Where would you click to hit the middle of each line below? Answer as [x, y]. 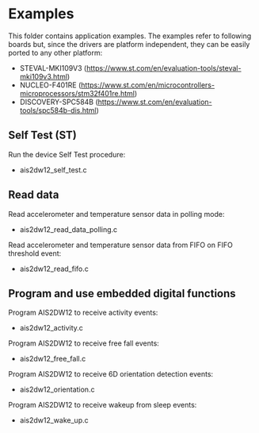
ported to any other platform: [55, 52]
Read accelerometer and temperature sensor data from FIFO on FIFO [121, 245]
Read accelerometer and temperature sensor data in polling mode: [116, 214]
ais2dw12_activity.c [51, 328]
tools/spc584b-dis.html [58, 110]
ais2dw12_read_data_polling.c [69, 229]
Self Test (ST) [43, 135]
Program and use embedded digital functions [122, 294]
